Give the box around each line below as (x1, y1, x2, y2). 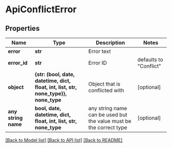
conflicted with (88, 87, 124, 94)
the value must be (88, 118, 132, 124)
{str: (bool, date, (35, 71, 75, 78)
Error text (88, 48, 111, 55)
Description (95, 39, 125, 46)
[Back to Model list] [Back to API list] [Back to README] (5, 137, 123, 143)
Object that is (88, 80, 120, 88)
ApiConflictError (5, 4, 77, 15)
